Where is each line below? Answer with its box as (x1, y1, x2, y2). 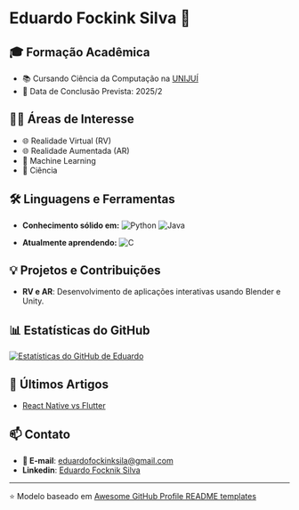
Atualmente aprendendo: (21, 237, 117, 247)
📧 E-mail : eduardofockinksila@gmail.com (21, 455, 174, 465)
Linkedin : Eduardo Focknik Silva (21, 465, 141, 475)
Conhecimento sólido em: (21, 220, 120, 231)
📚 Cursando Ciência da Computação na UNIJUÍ (21, 73, 198, 84)
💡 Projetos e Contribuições (9, 263, 162, 279)
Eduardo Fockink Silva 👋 (9, 8, 191, 28)
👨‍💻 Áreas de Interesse (9, 111, 135, 127)
